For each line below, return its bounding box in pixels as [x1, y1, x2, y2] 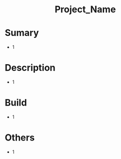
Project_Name [55, 4, 116, 15]
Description [5, 62, 56, 74]
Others [5, 132, 35, 144]
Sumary [5, 27, 39, 39]
